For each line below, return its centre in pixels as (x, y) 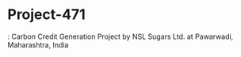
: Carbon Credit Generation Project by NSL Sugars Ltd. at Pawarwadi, (120, 36)
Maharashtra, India (38, 44)
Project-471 (46, 15)
